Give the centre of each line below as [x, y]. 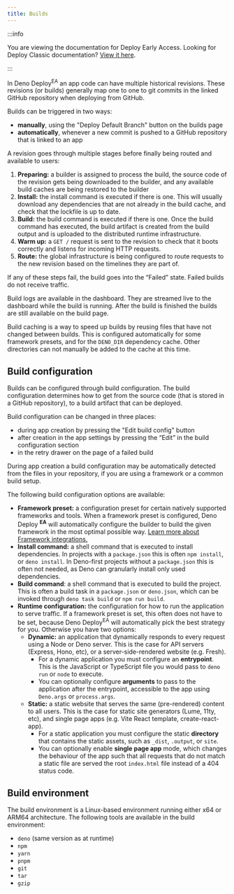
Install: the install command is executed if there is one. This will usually [120, 197]
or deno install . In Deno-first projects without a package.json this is [116, 561]
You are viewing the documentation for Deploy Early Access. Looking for [112, 47]
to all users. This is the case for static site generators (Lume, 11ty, [122, 711]
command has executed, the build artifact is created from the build [113, 227]
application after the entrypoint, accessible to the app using [124, 689]
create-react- [200, 719]
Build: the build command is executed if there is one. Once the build [115, 219]
